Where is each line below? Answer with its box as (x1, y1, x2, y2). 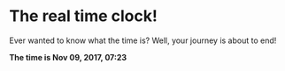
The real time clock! (9, 6, 158, 26)
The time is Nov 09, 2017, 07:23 (9, 52, 127, 62)
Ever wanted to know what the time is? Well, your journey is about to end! (9, 35, 277, 46)
